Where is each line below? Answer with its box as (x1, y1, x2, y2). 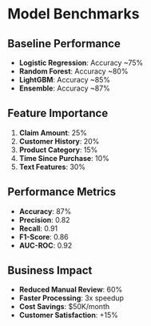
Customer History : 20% (18, 136, 100, 146)
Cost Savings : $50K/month (18, 302, 110, 312)
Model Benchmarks (7, 5, 140, 23)
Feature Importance (7, 107, 109, 120)
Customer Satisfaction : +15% (18, 310, 119, 320)
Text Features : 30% (18, 162, 85, 171)
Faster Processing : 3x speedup (18, 293, 125, 303)
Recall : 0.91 (18, 223, 58, 233)
